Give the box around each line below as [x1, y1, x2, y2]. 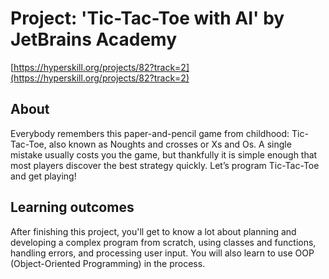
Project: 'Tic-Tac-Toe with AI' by [10, 7, 285, 30]
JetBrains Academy [10, 28, 178, 51]
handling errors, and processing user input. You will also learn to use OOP [10, 247, 315, 259]
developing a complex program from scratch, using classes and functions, [10, 236, 317, 248]
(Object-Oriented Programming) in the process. [10, 257, 206, 269]
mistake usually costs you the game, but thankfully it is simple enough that [10, 148, 318, 161]
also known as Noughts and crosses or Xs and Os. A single [48, 138, 292, 150]
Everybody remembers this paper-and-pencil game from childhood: [10, 127, 290, 139]
